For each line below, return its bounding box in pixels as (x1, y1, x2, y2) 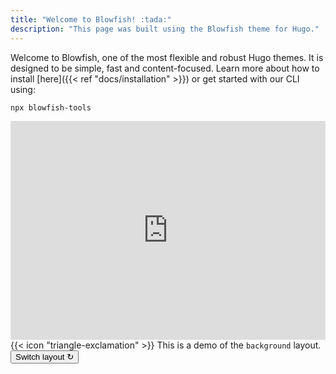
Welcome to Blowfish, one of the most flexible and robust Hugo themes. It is (10, 51, 324, 63)
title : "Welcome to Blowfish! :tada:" (10, 14, 172, 25)
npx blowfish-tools (10, 102, 92, 113)
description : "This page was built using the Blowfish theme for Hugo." (10, 24, 320, 34)
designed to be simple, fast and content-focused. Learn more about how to (10, 62, 320, 74)
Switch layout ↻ (15, 351, 75, 362)
